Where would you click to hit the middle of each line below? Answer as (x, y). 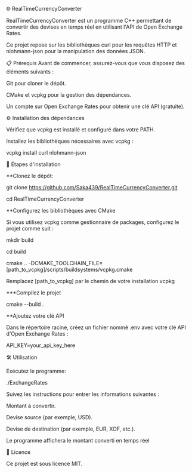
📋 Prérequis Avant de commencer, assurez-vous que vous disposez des (95, 63)
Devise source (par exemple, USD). (49, 417)
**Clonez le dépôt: (30, 176)
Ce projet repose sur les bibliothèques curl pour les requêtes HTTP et (92, 45)
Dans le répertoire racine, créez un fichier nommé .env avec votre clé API (96, 327)
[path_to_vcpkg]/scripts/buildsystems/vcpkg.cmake (69, 269)
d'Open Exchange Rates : (37, 334)
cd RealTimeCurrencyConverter (45, 199)
